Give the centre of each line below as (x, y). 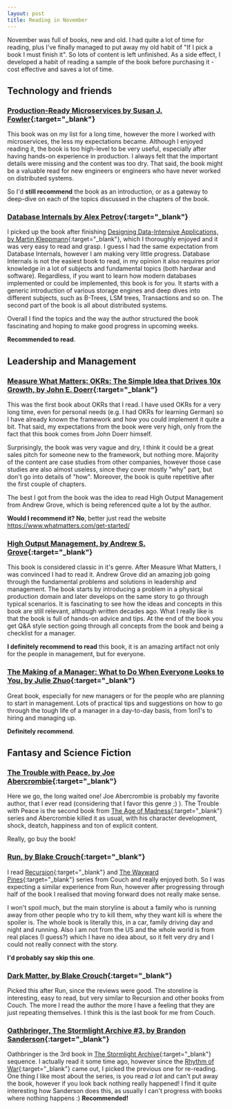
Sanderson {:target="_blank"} (58, 1039)
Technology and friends (60, 91)
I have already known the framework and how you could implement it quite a (116, 420)
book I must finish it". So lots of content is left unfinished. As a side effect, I (114, 54)
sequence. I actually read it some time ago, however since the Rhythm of (111, 1061)
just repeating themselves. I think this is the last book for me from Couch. (111, 1013)
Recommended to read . (41, 339)
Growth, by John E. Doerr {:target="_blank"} (83, 389)
